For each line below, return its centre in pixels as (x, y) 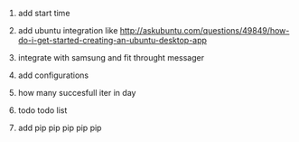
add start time (44, 13)
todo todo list (42, 110)
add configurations (53, 75)
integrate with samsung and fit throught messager (111, 57)
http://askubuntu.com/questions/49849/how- (205, 30)
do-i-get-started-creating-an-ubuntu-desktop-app (112, 40)
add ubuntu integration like (68, 30)
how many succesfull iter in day (77, 93)
